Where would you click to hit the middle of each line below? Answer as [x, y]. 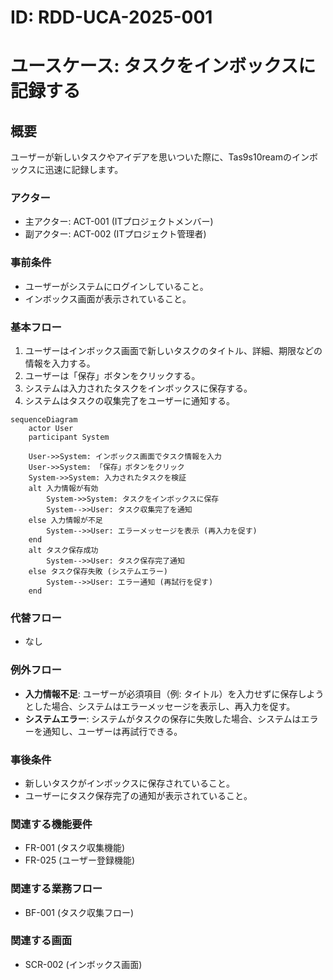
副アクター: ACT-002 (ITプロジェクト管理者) [115, 234]
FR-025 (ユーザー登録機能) [80, 860]
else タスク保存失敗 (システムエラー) [98, 572]
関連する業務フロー [56, 889]
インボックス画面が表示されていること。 [108, 298]
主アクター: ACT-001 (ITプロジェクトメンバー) [119, 222]
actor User [51, 429]
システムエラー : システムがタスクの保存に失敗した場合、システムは [163, 718]
